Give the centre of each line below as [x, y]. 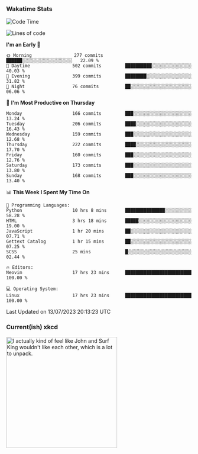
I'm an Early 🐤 [23, 45]
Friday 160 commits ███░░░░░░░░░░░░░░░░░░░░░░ [99, 155]
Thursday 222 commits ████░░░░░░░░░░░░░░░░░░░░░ [99, 145]
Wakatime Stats [29, 9]
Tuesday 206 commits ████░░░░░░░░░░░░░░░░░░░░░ [99, 124]
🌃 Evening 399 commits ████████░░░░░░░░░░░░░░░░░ [99, 76]
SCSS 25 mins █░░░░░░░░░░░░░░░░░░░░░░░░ [99, 252]
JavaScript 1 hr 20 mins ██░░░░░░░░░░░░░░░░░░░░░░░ [99, 231]
